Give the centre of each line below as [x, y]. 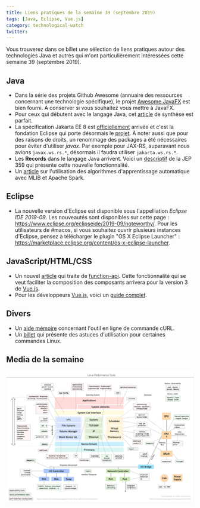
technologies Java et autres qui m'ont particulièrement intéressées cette [95, 56]
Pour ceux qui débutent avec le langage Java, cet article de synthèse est [104, 114]
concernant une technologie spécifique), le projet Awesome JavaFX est [102, 102]
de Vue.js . [27, 288]
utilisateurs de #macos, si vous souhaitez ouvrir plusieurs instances [98, 229]
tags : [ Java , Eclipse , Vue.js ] [45, 19]
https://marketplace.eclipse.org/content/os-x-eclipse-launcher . [93, 243]
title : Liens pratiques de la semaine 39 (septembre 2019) [81, 13]
